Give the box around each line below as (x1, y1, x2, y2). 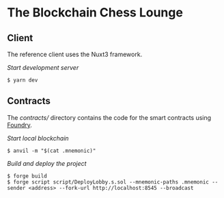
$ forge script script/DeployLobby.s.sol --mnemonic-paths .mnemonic (7, 178, 210, 186)
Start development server (7, 64, 79, 71)
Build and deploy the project (7, 159, 87, 167)
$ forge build (7, 173, 48, 180)
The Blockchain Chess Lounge (7, 5, 183, 21)
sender (7, 184, 26, 191)
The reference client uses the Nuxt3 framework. (7, 50, 143, 58)
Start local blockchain (7, 134, 70, 142)
